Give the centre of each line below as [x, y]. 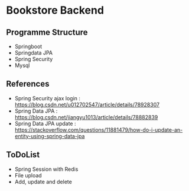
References [28, 84]
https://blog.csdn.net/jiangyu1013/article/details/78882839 [86, 117]
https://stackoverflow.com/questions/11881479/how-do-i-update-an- [99, 130]
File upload [28, 175]
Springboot [28, 46]
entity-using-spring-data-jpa [50, 136]
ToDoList [23, 155]
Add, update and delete [43, 182]
